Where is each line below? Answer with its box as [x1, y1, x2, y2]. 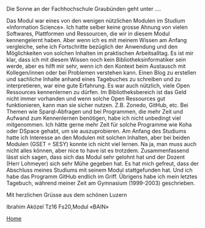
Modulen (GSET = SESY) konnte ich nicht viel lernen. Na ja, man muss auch [6, 141, 197, 147]
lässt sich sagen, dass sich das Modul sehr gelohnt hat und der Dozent [6, 153, 185, 161]
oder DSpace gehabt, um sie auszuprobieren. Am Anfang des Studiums [6, 128, 187, 134]
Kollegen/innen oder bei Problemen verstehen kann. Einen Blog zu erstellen [6, 69, 197, 76]
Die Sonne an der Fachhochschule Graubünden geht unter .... [6, 6, 162, 12]
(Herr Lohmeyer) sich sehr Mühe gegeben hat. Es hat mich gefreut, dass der [6, 160, 199, 167]
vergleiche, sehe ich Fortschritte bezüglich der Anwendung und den [6, 43, 178, 50]
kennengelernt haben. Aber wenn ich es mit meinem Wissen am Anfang [6, 37, 187, 43]
